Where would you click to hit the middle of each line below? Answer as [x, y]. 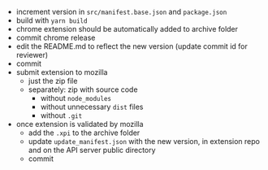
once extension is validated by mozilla [80, 124]
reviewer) [32, 55]
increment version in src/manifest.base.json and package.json [121, 12]
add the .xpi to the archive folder [84, 133]
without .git [61, 116]
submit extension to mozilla [62, 72]
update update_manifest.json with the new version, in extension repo [144, 141]
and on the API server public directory [92, 150]
